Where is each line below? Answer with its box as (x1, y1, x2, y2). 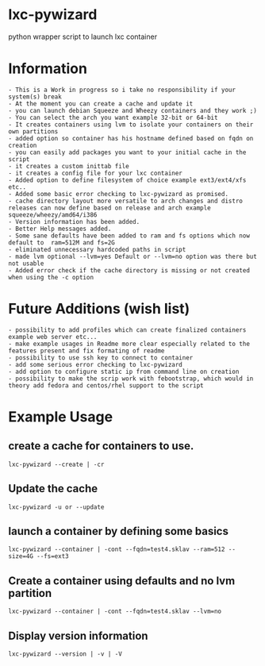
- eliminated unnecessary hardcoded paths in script (8, 245, 186, 253)
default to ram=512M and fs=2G (8, 238, 115, 247)
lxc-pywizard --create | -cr (8, 460, 105, 468)
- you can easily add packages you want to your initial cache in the (8, 148, 247, 156)
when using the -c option (8, 273, 94, 281)
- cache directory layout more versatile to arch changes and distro (8, 197, 244, 205)
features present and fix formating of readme (8, 347, 165, 355)
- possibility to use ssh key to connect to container (8, 353, 194, 362)
